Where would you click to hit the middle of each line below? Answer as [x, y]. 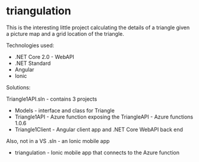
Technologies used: [30, 45]
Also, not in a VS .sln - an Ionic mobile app [58, 141]
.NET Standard [33, 63]
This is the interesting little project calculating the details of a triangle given [98, 27]
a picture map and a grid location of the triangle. [65, 33]
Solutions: [18, 87]
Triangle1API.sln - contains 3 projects [52, 99]
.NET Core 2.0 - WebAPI [44, 57]
